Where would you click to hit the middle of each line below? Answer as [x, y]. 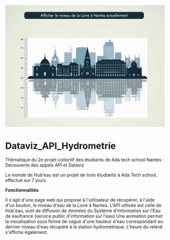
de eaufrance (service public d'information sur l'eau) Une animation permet [84, 216]
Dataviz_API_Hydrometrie [61, 146]
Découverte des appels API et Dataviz [45, 165]
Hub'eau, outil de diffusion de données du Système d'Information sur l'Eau [83, 211]
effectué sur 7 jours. [26, 180]
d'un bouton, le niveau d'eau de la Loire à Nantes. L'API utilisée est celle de [83, 206]
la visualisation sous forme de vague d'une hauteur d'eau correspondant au [84, 222]
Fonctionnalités [22, 190]
